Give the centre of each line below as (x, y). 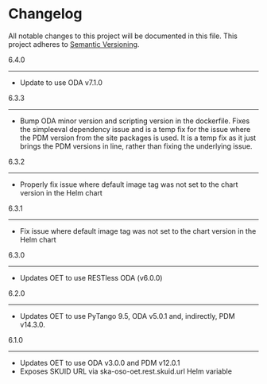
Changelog (45, 14)
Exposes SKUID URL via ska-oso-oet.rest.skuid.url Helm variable (126, 371)
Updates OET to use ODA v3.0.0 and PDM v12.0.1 (100, 363)
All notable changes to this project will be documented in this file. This (123, 36)
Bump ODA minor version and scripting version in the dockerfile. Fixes (135, 121)
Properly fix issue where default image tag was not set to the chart (129, 184)
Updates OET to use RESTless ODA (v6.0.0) (91, 277)
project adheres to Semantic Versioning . (74, 44)
